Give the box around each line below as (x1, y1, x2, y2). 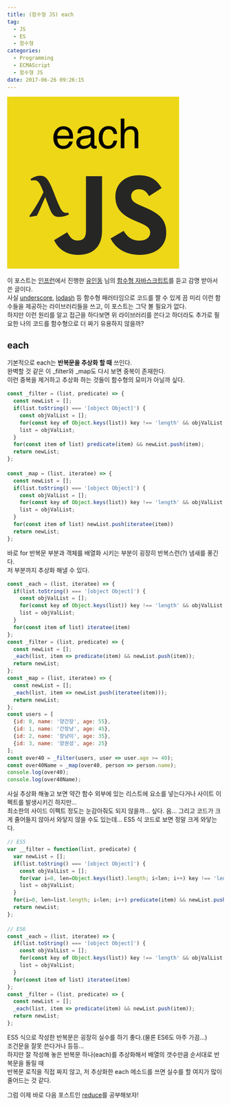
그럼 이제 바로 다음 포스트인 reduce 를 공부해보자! (7, 1091, 139, 1099)
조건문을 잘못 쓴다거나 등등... (7, 1042, 85, 1050)
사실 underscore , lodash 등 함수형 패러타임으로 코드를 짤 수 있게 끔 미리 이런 (7, 293, 214, 302)
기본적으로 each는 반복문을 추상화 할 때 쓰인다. (7, 358, 133, 367)
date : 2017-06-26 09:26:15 (7, 76, 85, 83)
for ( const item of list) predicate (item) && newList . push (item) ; (13, 441, 205, 448)
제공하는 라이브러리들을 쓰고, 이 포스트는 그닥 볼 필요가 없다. (25, 302, 187, 310)
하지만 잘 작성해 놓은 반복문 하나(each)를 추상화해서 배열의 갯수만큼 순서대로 (7, 1050, 213, 1058)
